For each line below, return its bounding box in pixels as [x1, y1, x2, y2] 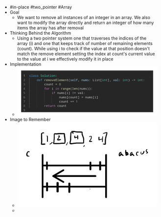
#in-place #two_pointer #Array [9, 4, 72, 10]
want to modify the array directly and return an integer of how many [17, 20, 154, 25]
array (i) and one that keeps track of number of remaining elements [17, 41, 153, 46]
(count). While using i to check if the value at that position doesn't [17, 46, 150, 51]
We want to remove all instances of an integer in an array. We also [17, 15, 151, 20]
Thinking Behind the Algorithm [9, 30, 71, 36]
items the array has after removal [17, 25, 84, 31]
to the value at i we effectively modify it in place [17, 56, 114, 62]
